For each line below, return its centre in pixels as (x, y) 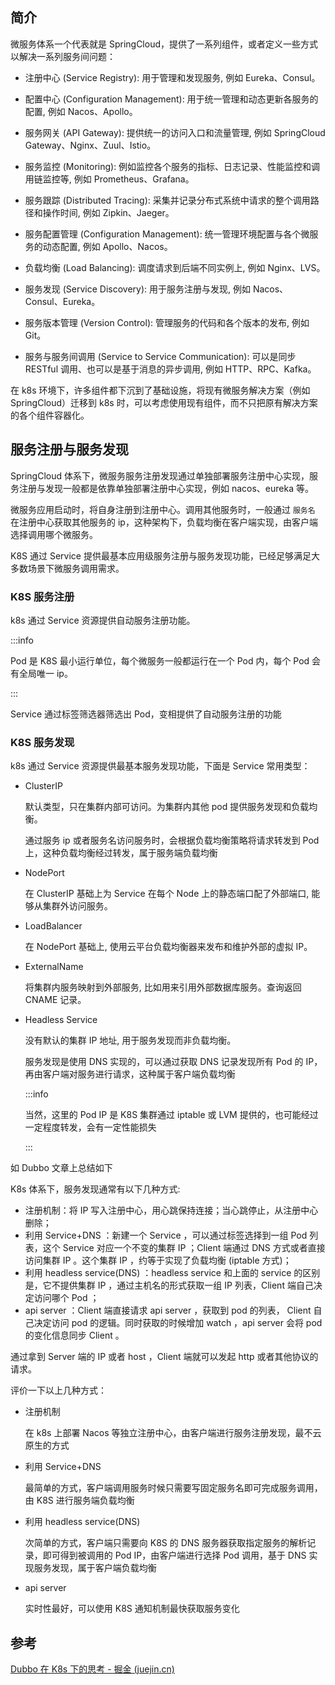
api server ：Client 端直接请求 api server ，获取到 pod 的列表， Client (168, 1310)
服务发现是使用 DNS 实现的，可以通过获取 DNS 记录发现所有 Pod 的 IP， (173, 1062)
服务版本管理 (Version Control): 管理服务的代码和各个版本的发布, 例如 (167, 322)
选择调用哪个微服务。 (54, 534)
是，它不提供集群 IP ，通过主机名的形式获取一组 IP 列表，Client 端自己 (169, 1285)
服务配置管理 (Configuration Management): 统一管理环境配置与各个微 (167, 234)
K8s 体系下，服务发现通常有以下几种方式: (95, 1189)
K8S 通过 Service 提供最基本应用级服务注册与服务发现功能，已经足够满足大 (165, 555)
